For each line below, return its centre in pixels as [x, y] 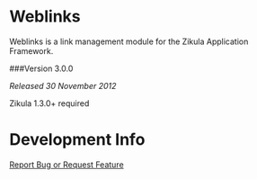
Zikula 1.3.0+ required [49, 103]
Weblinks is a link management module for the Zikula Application [129, 41]
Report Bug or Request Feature [66, 165]
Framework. [31, 50]
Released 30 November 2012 [63, 85]
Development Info [77, 140]
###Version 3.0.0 [41, 68]
